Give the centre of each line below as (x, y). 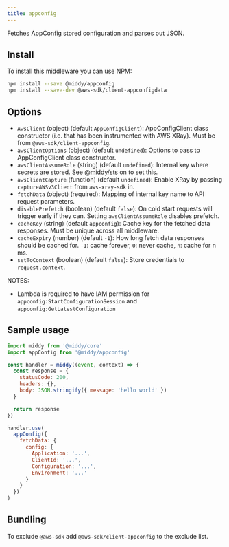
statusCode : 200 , (44, 378)
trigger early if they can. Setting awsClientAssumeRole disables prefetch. (118, 216)
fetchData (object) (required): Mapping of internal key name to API (110, 194)
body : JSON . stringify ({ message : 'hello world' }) (93, 390)
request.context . (41, 267)
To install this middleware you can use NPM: (70, 71)
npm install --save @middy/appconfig (61, 84)
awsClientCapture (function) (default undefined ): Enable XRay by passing (120, 179)
